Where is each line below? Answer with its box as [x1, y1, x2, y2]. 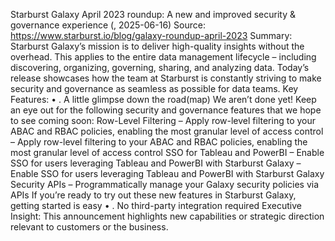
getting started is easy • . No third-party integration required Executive [10, 200, 302, 211]
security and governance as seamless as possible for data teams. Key [10, 83, 299, 94]
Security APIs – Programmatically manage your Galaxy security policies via [10, 179, 320, 190]
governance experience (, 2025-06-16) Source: [10, 19, 206, 31]
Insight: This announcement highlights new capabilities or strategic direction [10, 210, 325, 222]
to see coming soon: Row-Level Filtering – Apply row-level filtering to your [10, 115, 316, 126]
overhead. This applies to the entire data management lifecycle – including [10, 51, 317, 63]
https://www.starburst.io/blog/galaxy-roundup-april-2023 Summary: [10, 30, 293, 41]
